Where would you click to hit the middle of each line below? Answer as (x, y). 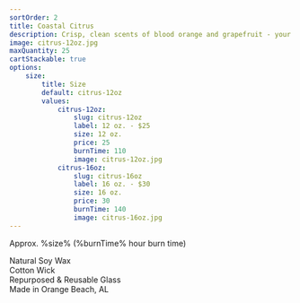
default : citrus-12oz (82, 92)
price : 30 (92, 201)
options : (26, 68)
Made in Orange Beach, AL (59, 289)
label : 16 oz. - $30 (112, 185)
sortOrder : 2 (34, 17)
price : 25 (92, 143)
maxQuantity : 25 (40, 51)
